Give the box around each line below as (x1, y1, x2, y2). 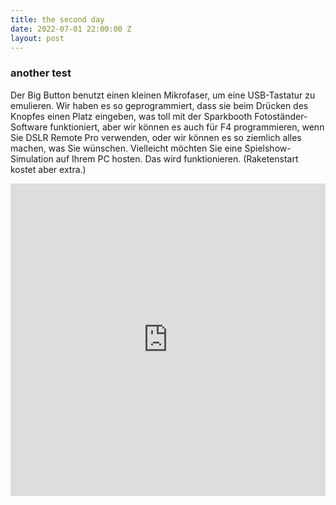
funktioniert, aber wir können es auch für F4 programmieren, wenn (49, 121, 325, 133)
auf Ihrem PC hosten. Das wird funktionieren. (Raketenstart (55, 152, 299, 165)
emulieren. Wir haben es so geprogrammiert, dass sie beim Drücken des (10, 99, 309, 111)
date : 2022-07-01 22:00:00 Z (10, 24, 132, 34)
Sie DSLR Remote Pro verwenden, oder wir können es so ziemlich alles (10, 131, 302, 143)
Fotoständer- (254, 110, 308, 122)
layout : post (10, 33, 65, 43)
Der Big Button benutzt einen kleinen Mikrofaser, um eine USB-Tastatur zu (10, 89, 316, 101)
